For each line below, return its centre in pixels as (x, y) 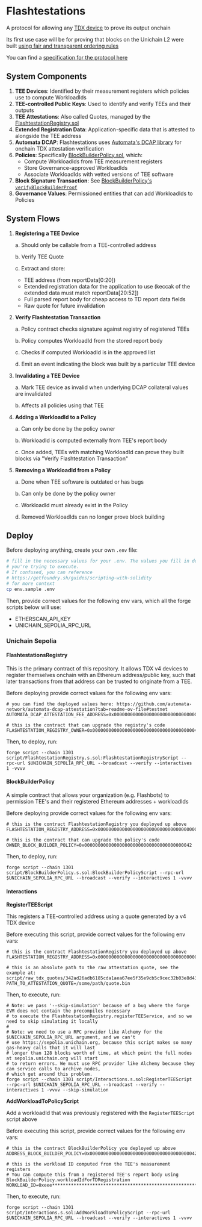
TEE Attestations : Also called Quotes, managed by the (83, 116)
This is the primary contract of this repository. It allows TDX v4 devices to (97, 668)
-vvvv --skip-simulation (78, 1090)
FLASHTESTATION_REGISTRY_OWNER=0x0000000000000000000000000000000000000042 (103, 730)
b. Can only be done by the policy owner (65, 493)
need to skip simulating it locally (52, 1022)
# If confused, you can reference (50, 573)
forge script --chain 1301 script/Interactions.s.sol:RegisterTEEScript (99, 1079)
